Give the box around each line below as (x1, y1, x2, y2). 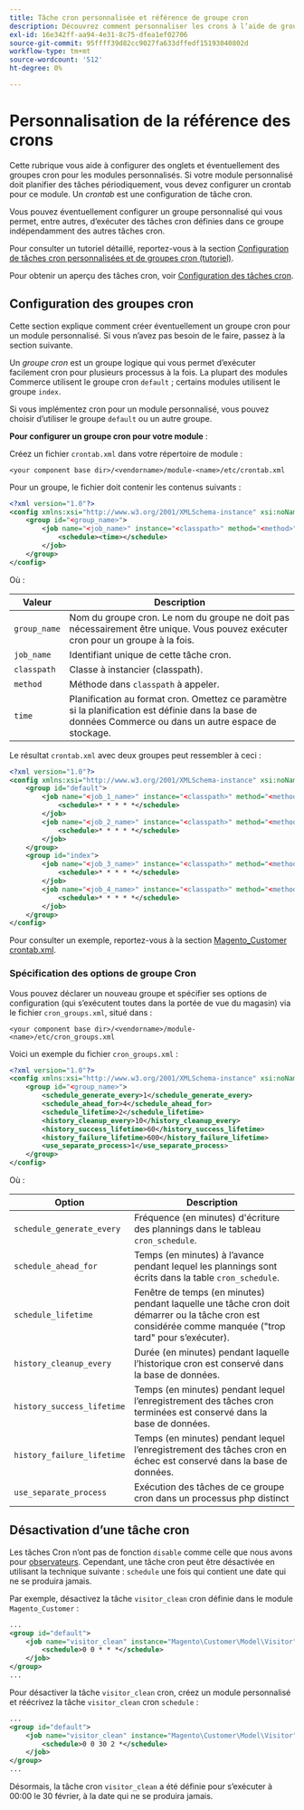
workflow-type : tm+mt (9, 47, 91, 56)
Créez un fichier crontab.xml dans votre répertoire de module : (9, 448, 243, 459)
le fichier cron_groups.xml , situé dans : (9, 1006, 153, 1018)
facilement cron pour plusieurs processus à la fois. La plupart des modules (9, 367, 288, 377)
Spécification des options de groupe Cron (9, 967, 197, 980)
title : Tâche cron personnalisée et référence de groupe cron (9, 13, 249, 23)
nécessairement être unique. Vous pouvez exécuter (69, 622, 288, 634)
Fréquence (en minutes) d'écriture (134, 1212, 280, 1224)
